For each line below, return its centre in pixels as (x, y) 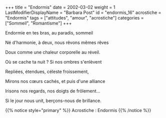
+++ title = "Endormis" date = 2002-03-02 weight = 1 (60, 7)
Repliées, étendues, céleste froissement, (47, 71)
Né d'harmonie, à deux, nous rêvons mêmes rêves (57, 42)
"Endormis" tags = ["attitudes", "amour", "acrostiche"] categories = (74, 18)
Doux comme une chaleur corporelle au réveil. (53, 52)
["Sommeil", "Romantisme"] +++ (38, 23)
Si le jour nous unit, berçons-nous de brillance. (53, 100)
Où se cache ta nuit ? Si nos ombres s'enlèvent (53, 62)
